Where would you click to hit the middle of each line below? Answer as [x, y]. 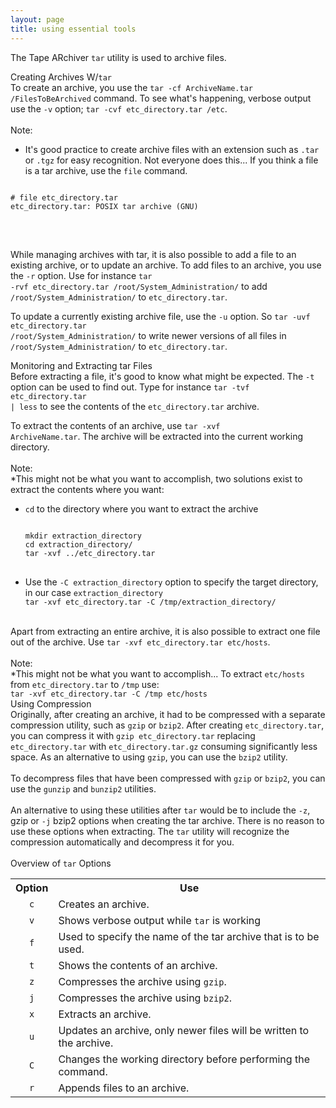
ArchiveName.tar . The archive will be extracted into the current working [157, 436]
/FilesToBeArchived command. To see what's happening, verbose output [161, 98]
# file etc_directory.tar [64, 197]
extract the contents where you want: [87, 489]
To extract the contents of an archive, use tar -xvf [115, 425]
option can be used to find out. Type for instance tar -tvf [130, 387]
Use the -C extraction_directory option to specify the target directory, [171, 582]
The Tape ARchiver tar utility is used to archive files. [118, 57]
